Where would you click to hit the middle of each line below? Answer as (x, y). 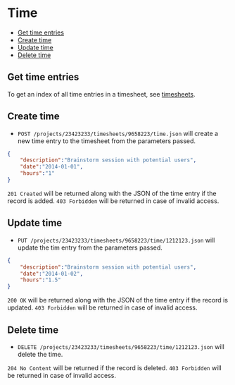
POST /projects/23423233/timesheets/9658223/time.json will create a (118, 133)
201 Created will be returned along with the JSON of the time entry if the (112, 193)
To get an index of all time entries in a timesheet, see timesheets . (101, 94)
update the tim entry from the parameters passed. (90, 248)
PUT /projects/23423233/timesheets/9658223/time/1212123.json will (116, 240)
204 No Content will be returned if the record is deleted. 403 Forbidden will (114, 367)
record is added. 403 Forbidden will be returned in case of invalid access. (113, 201)
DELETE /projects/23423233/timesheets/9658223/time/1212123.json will (121, 346)
